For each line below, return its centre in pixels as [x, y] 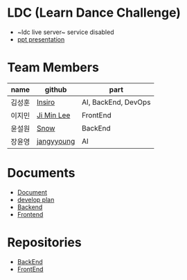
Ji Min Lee [54, 115]
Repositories [44, 242]
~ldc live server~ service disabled [65, 32]
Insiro [46, 102]
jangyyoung [56, 141]
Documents [41, 173]
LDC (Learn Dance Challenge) [94, 13]
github [56, 90]
